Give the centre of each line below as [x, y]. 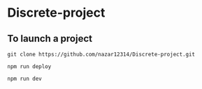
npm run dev [24, 79]
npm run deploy [29, 67]
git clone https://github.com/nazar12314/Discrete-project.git [101, 54]
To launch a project [50, 39]
